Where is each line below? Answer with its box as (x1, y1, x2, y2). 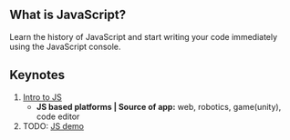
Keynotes (9, 67, 66, 83)
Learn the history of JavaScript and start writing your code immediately (9, 31, 278, 42)
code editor (36, 111, 80, 122)
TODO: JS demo (22, 120, 85, 131)
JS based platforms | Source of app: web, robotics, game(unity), (36, 101, 282, 112)
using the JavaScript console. (9, 41, 121, 52)
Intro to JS (22, 91, 62, 103)
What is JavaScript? (9, 7, 126, 23)
